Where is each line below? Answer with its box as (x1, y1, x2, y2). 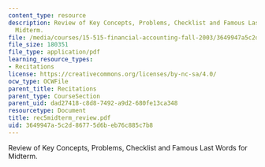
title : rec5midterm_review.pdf (8, 114, 111, 122)
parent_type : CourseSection (8, 92, 101, 100)
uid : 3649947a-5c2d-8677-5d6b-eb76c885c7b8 (8, 121, 154, 129)
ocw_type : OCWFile (8, 77, 69, 85)
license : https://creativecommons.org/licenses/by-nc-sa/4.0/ (8, 70, 217, 78)
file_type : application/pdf (8, 48, 101, 56)
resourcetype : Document (8, 107, 87, 115)
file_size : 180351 (8, 41, 69, 49)
